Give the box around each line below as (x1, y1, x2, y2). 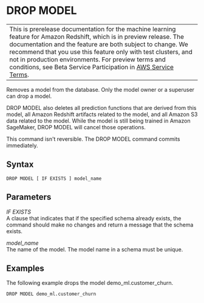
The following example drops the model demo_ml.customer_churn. (6, 279, 174, 287)
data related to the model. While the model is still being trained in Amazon (6, 117, 191, 124)
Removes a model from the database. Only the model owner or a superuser (6, 86, 195, 93)
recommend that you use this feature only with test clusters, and (9, 47, 193, 56)
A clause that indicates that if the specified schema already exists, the (6, 214, 182, 222)
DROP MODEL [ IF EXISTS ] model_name (6, 175, 102, 182)
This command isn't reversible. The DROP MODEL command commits (6, 135, 180, 143)
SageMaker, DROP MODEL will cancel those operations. (6, 123, 146, 131)
